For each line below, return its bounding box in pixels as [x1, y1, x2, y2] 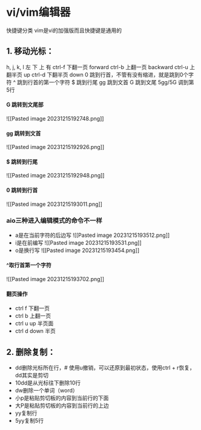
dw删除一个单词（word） [15, 387, 79, 394]
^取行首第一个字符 [6, 262, 51, 269]
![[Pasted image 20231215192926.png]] [6, 144, 105, 151]
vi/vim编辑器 [6, 5, 71, 19]
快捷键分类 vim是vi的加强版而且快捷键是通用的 [6, 27, 122, 34]
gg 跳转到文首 [6, 130, 41, 137]
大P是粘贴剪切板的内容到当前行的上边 [15, 402, 109, 409]
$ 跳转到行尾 [6, 158, 38, 165]
